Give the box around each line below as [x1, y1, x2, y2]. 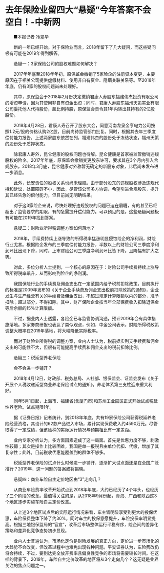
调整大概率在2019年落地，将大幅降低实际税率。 [5, 328, 101, 333]
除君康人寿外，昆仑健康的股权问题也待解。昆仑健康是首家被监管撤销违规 [13, 151, 159, 157]
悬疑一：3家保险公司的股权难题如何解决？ [13, 61, 98, 66]
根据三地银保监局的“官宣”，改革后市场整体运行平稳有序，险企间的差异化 [13, 521, 159, 527]
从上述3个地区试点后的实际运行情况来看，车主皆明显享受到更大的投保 [13, 509, 153, 515]
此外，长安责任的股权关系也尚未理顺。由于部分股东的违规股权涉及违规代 [13, 179, 159, 186]
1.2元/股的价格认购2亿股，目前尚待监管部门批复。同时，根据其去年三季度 [9, 128, 156, 134]
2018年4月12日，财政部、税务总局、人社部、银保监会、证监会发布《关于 [13, 375, 159, 381]
